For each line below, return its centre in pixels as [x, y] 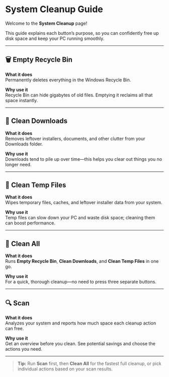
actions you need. [24, 349]
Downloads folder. [24, 144]
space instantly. [22, 100]
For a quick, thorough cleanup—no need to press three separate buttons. [81, 282]
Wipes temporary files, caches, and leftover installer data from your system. [84, 203]
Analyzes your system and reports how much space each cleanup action [81, 323]
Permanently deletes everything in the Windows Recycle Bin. [68, 80]
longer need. [18, 164]
